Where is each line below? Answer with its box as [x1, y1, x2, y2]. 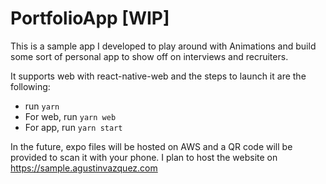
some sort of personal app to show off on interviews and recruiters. [10, 50, 289, 62]
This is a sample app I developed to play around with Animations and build [10, 40, 317, 52]
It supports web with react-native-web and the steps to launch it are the [10, 70, 307, 82]
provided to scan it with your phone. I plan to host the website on [10, 151, 278, 163]
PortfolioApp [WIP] [10, 7, 170, 30]
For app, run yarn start [24, 121, 123, 133]
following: [10, 80, 51, 92]
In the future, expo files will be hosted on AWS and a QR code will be [10, 140, 293, 152]
